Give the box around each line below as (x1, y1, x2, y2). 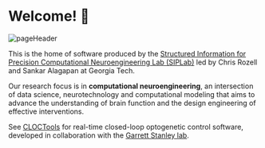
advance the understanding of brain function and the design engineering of (8, 98, 257, 107)
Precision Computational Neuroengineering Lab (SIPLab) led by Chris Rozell (8, 57, 258, 67)
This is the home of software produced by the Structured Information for (8, 49, 247, 58)
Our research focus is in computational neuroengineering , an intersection (8, 81, 254, 91)
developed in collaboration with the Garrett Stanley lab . (8, 130, 189, 140)
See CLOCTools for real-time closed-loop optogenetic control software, (8, 122, 243, 131)
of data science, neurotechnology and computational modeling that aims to (8, 89, 255, 99)
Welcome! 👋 (8, 7, 90, 25)
